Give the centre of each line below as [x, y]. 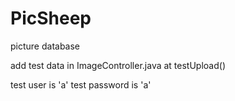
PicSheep [51, 18]
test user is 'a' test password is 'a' [81, 84]
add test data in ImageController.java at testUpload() [118, 65]
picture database [45, 46]
